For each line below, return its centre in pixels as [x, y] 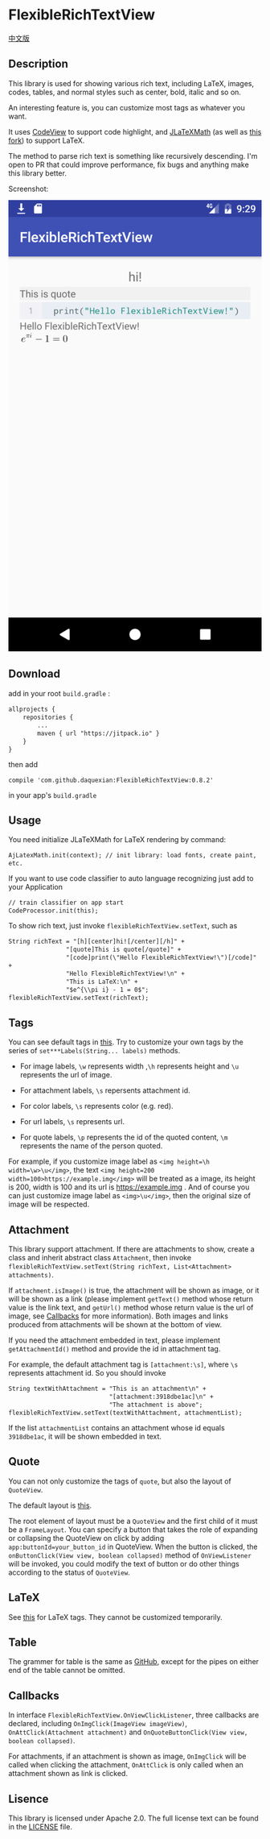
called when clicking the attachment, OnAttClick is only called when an [126, 1765]
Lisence [29, 1799]
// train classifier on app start [66, 903]
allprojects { [32, 709]
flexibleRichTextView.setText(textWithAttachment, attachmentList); [125, 1413]
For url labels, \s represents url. [72, 1122]
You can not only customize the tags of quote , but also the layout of [120, 1481]
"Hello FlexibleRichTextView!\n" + [125, 974]
